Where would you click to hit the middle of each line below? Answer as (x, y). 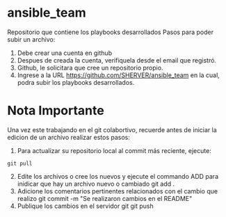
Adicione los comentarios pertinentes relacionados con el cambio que (117, 191)
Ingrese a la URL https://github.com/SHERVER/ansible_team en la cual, (119, 75)
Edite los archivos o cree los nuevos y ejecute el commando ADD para (118, 176)
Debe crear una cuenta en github (65, 53)
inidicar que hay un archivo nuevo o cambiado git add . (96, 184)
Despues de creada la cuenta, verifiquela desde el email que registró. (117, 60)
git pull (20, 163)
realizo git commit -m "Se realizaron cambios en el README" (105, 198)
